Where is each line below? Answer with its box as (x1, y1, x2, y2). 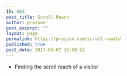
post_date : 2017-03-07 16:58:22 (6, 47, 85, 53)
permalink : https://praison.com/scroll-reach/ (6, 36, 122, 42)
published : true (6, 42, 46, 48)
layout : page (6, 31, 38, 37)
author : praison (6, 19, 46, 25)
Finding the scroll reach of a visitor (14, 63, 98, 70)
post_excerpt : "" (6, 25, 49, 31)
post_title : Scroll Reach (6, 14, 69, 20)
